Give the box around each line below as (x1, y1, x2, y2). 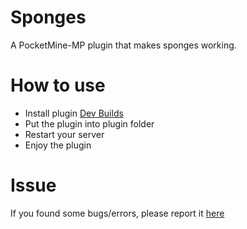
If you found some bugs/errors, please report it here (10, 207, 225, 219)
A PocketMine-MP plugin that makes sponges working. (10, 39, 237, 51)
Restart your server (24, 128, 105, 140)
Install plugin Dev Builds (24, 107, 124, 119)
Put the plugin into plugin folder (24, 117, 155, 130)
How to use (10, 74, 106, 97)
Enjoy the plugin (24, 139, 92, 151)
